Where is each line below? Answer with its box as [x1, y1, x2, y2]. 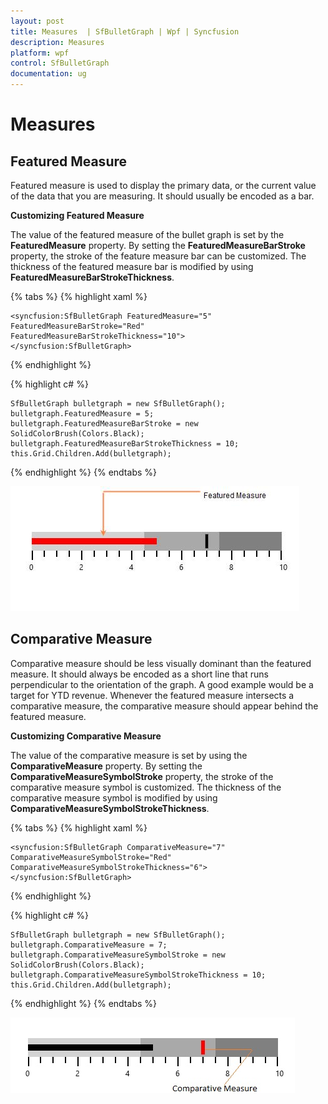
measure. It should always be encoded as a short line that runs [10, 668, 269, 680]
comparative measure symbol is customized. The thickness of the [10, 781, 282, 793]
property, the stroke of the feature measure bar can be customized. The [10, 250, 307, 262]
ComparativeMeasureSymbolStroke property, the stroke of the [10, 770, 274, 782]
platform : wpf [10, 48, 70, 58]
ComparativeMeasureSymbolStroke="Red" [10, 852, 172, 862]
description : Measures [10, 37, 105, 47]
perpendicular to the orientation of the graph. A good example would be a [10, 678, 314, 690]
